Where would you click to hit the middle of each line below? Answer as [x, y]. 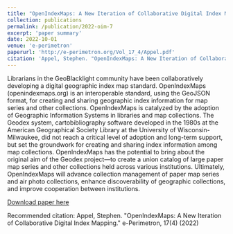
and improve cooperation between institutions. [74, 188]
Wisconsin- [193, 129]
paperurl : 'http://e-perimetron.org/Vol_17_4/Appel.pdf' [91, 53]
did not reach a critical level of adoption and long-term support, [132, 137]
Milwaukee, [24, 137]
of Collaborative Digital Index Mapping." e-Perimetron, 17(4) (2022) [103, 223]
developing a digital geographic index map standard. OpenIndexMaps [107, 85]
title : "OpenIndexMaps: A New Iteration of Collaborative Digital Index [114, 13]
